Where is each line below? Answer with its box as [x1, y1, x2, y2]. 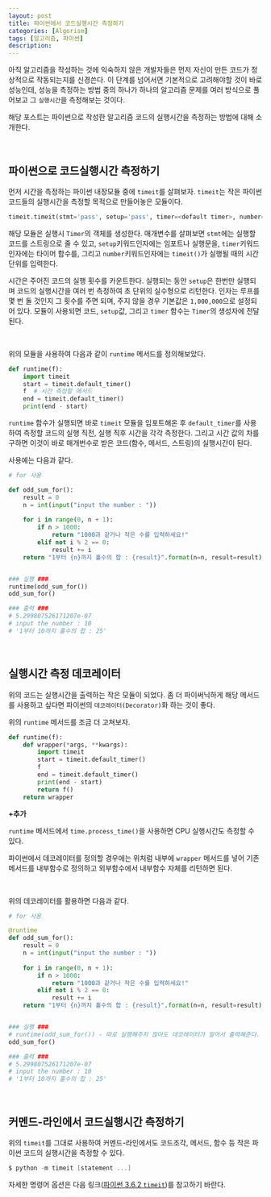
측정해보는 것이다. [68, 95, 125, 105]
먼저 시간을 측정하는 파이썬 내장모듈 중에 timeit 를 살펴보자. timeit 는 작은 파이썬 [8, 186, 262, 196]
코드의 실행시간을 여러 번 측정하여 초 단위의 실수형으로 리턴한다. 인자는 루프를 [16, 285, 261, 295]
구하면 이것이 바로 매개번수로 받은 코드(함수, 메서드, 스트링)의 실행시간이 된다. [8, 438, 252, 448]
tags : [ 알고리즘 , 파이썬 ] [8, 34, 84, 43]
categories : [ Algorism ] [8, 27, 89, 35]
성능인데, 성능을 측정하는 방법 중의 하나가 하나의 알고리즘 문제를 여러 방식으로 [8, 85, 252, 95]
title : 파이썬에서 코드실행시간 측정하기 [8, 19, 124, 27]
